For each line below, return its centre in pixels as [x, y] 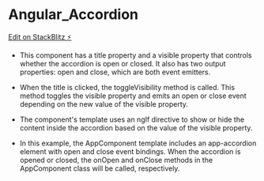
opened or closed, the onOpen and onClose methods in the [116, 160]
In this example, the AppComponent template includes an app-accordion [138, 143]
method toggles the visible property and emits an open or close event [133, 96]
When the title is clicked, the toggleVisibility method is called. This [127, 87]
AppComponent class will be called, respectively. [100, 168]
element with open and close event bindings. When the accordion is [130, 151]
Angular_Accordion [73, 15]
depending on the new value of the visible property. [104, 104]
